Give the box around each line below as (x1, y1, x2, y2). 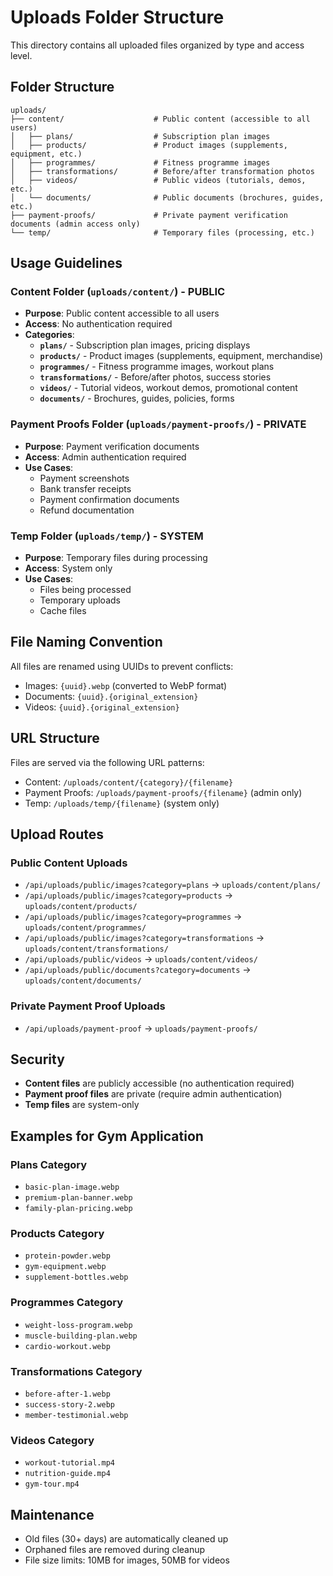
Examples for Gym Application (10, 1127, 204, 1145)
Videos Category (10, 1433, 95, 1447)
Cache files (39, 605, 87, 617)
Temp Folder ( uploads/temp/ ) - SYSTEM (10, 529, 204, 543)
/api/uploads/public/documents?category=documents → (24, 964, 252, 976)
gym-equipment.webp (24, 1262, 107, 1272)
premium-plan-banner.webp (24, 1193, 133, 1203)
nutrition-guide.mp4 (24, 1469, 111, 1479)
